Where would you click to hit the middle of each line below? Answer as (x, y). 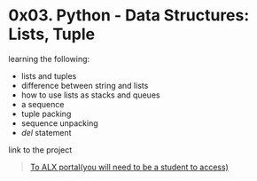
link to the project (40, 150)
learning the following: (49, 59)
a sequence (43, 104)
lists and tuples (49, 75)
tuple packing (46, 114)
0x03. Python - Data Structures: (129, 16)
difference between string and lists (85, 85)
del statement (46, 132)
